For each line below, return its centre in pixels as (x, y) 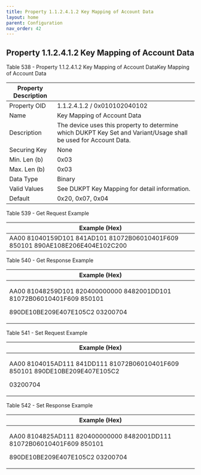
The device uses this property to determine (117, 125)
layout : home (22, 17)
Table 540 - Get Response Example (50, 260)
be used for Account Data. (94, 140)
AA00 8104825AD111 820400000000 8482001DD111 (90, 436)
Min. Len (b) (26, 160)
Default (19, 199)
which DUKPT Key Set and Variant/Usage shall (122, 133)
